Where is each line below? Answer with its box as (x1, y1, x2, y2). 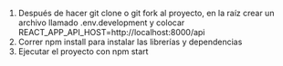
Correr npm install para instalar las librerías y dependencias (17, 36, 243, 47)
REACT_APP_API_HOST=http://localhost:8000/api (17, 27, 205, 37)
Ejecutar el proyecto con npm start (17, 46, 149, 57)
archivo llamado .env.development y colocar (17, 17, 185, 28)
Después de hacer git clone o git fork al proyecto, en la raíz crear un (17, 8, 275, 18)
